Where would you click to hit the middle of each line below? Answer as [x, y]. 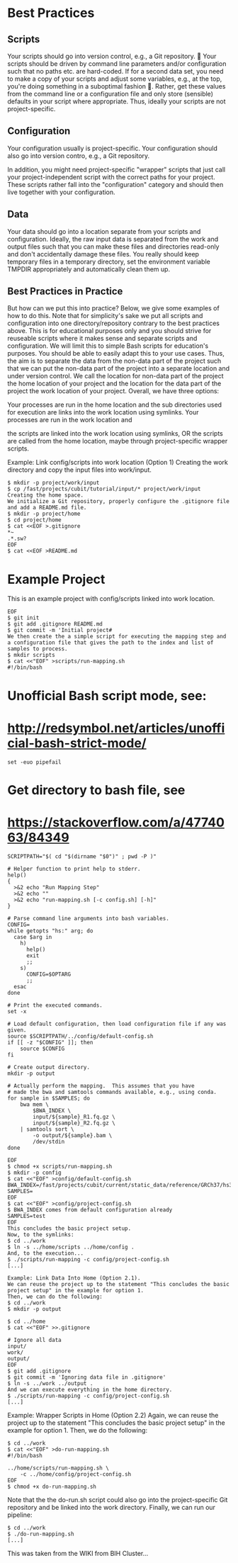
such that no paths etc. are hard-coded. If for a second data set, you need [116, 71]
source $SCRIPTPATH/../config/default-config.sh [80, 1036]
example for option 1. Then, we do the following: [77, 1430]
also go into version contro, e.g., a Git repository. [79, 156]
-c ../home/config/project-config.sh [76, 1474]
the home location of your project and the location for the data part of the [114, 383]
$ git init [23, 618]
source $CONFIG [42, 1049]
